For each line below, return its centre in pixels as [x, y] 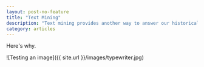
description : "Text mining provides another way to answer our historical [103, 23]
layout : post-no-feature [38, 12]
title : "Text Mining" [34, 18]
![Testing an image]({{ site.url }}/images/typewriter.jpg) [75, 57]
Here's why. [21, 46]
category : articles [31, 29]
